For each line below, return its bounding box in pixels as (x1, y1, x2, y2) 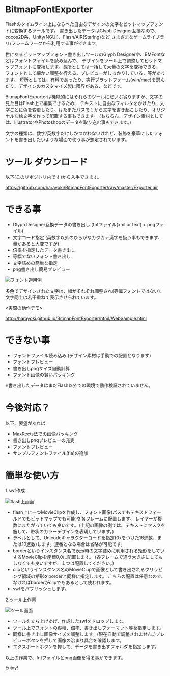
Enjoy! (5, 664, 19, 671)
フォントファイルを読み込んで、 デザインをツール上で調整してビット (14, 57, 158, 63)
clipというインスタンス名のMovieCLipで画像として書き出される (12, 566, 145, 573)
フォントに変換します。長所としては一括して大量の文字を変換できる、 (14, 64, 161, 70)
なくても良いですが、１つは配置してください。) (17, 560, 115, 566)
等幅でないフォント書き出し (12, 253, 71, 259)
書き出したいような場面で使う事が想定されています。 (18, 136, 130, 142)
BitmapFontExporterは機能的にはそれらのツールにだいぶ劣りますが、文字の (5, 93, 163, 100)
